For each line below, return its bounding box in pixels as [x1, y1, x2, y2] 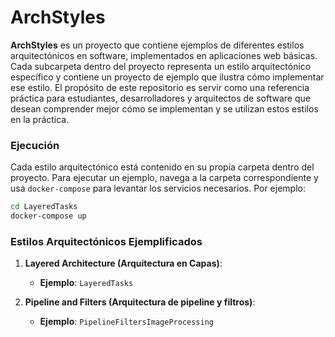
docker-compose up [10, 211, 87, 221]
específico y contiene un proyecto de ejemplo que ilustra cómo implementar [10, 71, 325, 83]
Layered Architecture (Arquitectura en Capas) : [24, 257, 223, 270]
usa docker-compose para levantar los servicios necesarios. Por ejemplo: [10, 182, 306, 195]
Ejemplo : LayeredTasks [39, 277, 134, 289]
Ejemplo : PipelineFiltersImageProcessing [39, 316, 214, 328]
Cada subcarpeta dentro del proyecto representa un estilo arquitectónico [10, 60, 312, 72]
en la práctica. [10, 113, 70, 125]
